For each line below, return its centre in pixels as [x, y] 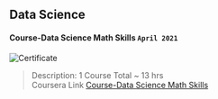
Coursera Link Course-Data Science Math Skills [120, 85]
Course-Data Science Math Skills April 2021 [94, 37]
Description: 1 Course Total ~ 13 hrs [97, 75]
